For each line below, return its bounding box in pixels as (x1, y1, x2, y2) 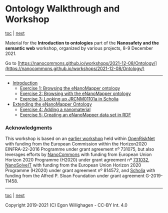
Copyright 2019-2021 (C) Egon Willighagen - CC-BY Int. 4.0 (5, 202, 127, 208)
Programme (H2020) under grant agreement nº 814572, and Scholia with (5, 167, 155, 173)
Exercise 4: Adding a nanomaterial (19, 106, 91, 112)
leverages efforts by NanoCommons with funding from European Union (5, 151, 152, 157)
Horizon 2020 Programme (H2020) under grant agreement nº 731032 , (5, 157, 150, 163)
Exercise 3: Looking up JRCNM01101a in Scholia (19, 95, 119, 101)
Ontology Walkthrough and (5, 3, 120, 14)
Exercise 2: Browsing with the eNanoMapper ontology (19, 90, 131, 96)
